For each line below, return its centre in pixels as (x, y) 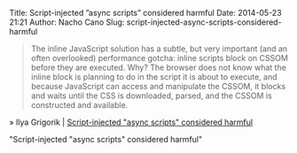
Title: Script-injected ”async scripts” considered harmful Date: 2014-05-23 (145, 13)
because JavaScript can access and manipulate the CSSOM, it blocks (158, 86)
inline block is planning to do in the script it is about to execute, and (154, 77)
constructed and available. (79, 105)
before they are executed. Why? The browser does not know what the (158, 67)
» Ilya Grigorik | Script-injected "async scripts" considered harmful (131, 122)
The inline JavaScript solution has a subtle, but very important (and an (159, 49)
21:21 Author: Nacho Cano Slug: (67, 22)
